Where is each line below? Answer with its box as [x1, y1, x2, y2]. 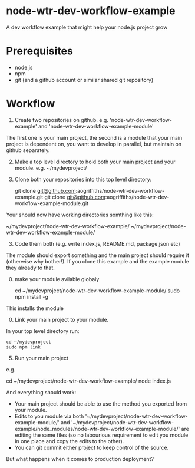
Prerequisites [6, 44, 74, 58]
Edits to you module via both [14, 413, 84, 420]
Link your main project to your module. [14, 316, 109, 323]
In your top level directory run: [6, 327, 80, 334]
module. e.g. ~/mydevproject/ [14, 164, 87, 172]
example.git [14, 193, 44, 200]
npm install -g [14, 293, 49, 300]
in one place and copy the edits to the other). [14, 437, 124, 444]
